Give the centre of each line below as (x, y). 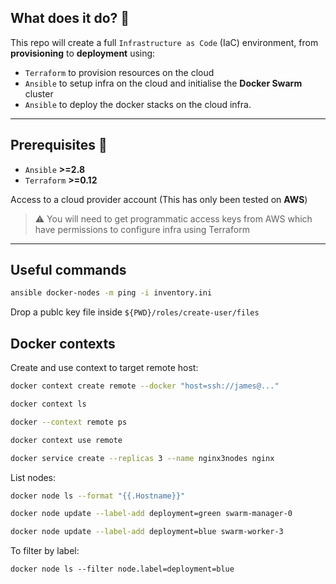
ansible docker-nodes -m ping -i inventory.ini (111, 293)
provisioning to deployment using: (83, 53)
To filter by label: (45, 551)
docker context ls (48, 404)
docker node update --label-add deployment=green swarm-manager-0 (151, 514)
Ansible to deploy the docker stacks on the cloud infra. (138, 104)
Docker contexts (63, 343)
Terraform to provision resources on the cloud (119, 72)
